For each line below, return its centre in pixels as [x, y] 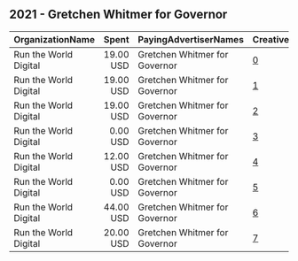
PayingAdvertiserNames [191, 39]
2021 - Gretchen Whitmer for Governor [118, 15]
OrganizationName [55, 39]
